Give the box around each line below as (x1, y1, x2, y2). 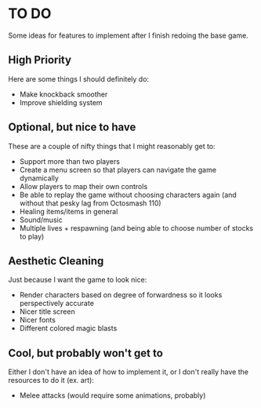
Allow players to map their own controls (19, 181, 148, 191)
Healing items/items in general (19, 206, 118, 216)
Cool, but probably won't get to (8, 346, 163, 359)
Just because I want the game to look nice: (8, 275, 147, 285)
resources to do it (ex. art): (8, 376, 94, 385)
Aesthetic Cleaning (8, 254, 104, 268)
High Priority (8, 53, 72, 67)
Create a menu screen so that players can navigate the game (19, 165, 217, 174)
